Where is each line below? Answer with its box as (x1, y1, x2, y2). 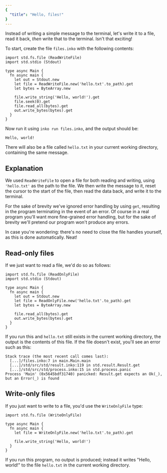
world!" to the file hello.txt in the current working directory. (5, 462, 130, 468)
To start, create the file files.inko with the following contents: (5, 46, 134, 52)
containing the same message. (5, 149, 69, 156)
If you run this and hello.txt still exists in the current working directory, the (5, 334, 161, 339)
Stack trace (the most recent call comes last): (5, 354, 109, 359)
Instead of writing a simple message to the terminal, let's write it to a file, (5, 31, 155, 37)
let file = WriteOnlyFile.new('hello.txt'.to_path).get (14, 430, 134, 435)
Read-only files (5, 249, 54, 257)
